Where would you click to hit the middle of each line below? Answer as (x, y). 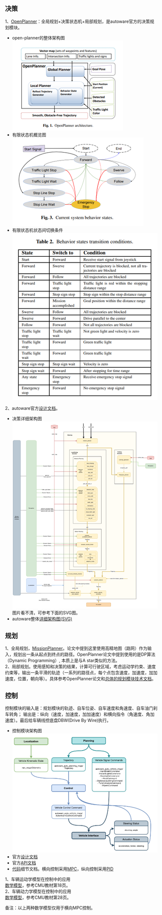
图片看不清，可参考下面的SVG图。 (46, 613)
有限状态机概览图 (29, 135)
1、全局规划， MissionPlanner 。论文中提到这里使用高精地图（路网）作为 (76, 649)
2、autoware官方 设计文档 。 (33, 408)
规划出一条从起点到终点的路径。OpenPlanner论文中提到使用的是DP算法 (84, 654)
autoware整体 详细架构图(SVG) (42, 619)
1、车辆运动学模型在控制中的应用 (38, 880)
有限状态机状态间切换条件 (37, 230)
